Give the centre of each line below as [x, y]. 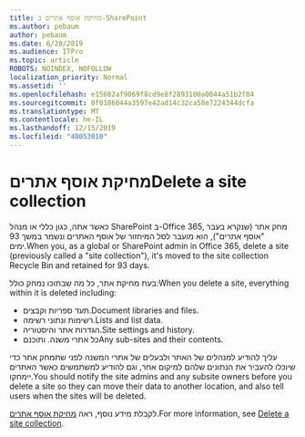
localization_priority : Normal [69, 78]
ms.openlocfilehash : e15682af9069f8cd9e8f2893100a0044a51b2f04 [132, 94]
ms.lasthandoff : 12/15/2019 [63, 129]
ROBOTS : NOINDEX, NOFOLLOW [61, 69]
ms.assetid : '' [38, 86]
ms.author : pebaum [44, 26]
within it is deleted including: [63, 292]
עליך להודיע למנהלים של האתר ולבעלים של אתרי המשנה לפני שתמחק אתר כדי [143, 357]
